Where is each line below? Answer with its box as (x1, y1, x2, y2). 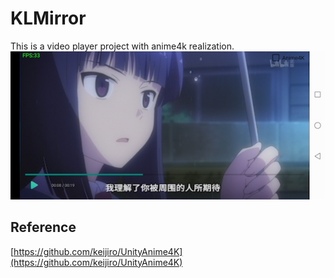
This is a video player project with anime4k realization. (10, 40, 235, 52)
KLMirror (10, 7, 87, 30)
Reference (10, 219, 77, 236)
